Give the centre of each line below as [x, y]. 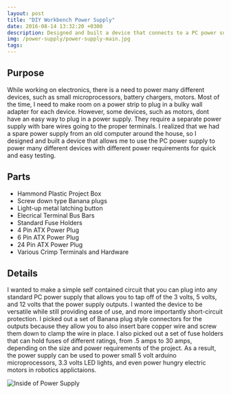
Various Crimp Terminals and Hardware [73, 252]
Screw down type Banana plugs [62, 200]
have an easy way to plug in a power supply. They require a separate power [114, 119]
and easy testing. [32, 155]
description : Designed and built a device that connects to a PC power [112, 33]
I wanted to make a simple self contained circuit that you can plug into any [112, 290]
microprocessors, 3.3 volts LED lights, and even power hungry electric [107, 363]
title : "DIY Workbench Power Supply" [61, 20]
